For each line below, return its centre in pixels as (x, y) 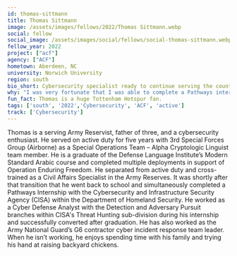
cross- (207, 169)
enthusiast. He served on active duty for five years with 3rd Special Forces (116, 140)
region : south (28, 79)
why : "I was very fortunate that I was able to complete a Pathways (110, 92)
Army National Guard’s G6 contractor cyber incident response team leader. (116, 229)
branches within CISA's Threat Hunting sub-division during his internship (113, 214)
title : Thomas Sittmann (42, 20)
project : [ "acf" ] (33, 54)
